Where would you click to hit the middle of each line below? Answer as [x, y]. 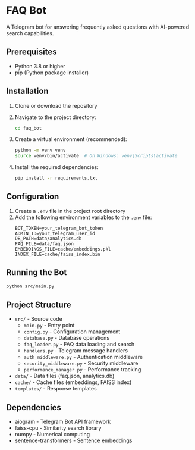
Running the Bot [37, 272]
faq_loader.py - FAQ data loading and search [79, 344]
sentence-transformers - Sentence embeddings [73, 440]
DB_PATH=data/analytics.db [48, 239]
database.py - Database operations [67, 338]
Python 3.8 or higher [40, 66]
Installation [27, 91]
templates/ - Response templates [56, 389]
